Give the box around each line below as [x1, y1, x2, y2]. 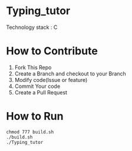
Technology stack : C [6, 24, 58, 31]
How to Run [6, 110, 64, 123]
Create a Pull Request [14, 88, 68, 96]
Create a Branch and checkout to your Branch [14, 70, 127, 77]
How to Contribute [6, 44, 98, 58]
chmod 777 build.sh [6, 129, 54, 135]
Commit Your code [14, 83, 61, 90]
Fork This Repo [14, 64, 52, 71]
